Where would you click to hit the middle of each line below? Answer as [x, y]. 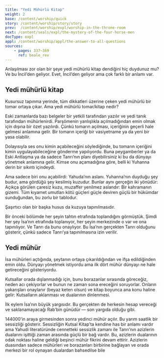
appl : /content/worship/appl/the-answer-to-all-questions [65, 42]
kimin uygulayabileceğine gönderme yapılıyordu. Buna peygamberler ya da [80, 152]
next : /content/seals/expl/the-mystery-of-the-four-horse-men [70, 32]
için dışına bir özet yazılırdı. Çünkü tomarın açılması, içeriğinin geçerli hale [80, 127]
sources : [14, 46]
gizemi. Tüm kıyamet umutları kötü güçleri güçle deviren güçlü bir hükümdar [82, 192]
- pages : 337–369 [32, 50]
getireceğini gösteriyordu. [31, 270]
